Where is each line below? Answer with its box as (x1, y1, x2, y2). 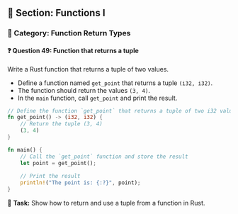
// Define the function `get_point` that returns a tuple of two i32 (7, 107, 217, 114)
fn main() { (7, 146, 42, 153)
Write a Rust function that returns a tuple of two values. (7, 64, 169, 73)
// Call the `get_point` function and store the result (20, 153, 189, 160)
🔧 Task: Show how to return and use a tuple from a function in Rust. (7, 199, 205, 208)
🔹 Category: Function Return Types (7, 28, 131, 38)
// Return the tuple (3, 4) (20, 120, 103, 128)
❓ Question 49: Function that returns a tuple (7, 46, 140, 55)
